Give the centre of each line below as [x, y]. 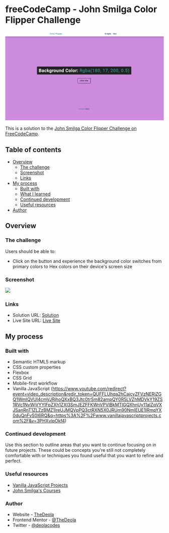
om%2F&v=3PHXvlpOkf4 [39, 421]
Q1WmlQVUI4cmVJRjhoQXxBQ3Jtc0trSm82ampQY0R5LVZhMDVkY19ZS [88, 399]
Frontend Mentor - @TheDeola [44, 520]
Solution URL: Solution [36, 315]
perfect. [13, 461]
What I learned [35, 194]
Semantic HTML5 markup [39, 362]
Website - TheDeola [33, 514]
